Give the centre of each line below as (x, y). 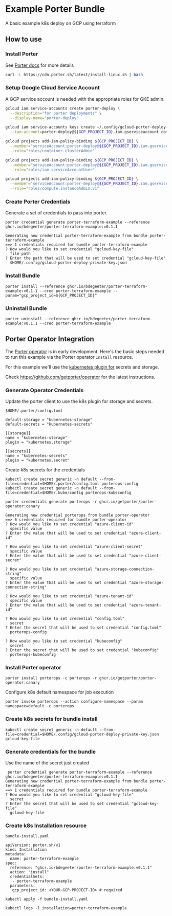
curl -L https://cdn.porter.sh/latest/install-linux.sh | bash (74, 75)
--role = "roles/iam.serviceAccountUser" (52, 170)
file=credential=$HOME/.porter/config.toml (52, 484)
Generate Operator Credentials (45, 390)
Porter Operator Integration (50, 339)
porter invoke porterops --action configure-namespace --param (74, 702)
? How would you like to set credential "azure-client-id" (70, 524)
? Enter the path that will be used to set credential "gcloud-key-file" (86, 258)
